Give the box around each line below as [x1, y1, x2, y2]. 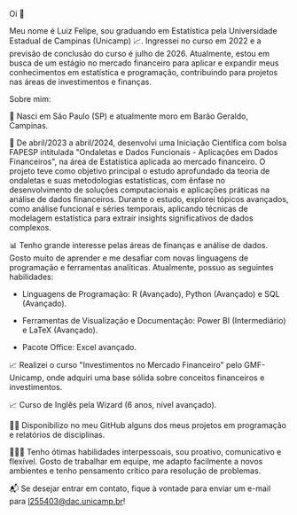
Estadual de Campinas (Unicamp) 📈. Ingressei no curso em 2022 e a [9, 35, 262, 46]
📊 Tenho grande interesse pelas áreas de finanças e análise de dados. [9, 240, 269, 250]
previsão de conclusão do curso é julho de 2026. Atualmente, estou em [9, 49, 270, 59]
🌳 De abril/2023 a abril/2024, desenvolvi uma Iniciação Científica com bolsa [9, 137, 287, 148]
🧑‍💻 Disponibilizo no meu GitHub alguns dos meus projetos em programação [9, 420, 286, 430]
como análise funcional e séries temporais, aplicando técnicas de [9, 204, 248, 214]
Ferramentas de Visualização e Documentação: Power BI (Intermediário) [21, 316, 286, 325]
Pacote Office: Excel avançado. [21, 342, 137, 352]
